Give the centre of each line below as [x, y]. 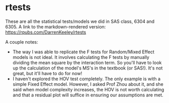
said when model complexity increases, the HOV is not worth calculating [88, 89]
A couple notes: [22, 42]
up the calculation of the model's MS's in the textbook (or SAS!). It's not [88, 68]
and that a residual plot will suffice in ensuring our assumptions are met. [88, 95]
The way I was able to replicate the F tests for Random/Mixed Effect [83, 52]
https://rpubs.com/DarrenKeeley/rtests [46, 32]
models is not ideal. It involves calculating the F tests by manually [81, 57]
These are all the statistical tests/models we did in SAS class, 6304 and [80, 21]
